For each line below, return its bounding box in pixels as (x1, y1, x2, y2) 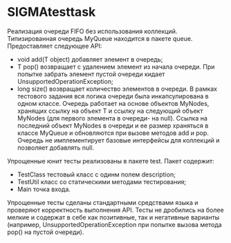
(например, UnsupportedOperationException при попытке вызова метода (7, 220, 223, 228)
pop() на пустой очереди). (7, 228, 84, 236)
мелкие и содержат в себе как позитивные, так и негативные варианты (7, 213, 220, 222)
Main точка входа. (17, 185, 71, 193)
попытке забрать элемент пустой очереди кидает (17, 70, 165, 78)
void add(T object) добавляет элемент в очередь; (17, 55, 163, 63)
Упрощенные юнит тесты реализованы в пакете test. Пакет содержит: (7, 156, 214, 165)
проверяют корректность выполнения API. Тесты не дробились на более (7, 206, 224, 214)
